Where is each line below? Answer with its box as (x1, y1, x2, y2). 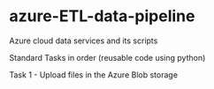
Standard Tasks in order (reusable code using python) (9, 52, 206, 63)
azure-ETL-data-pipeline (9, 6, 195, 26)
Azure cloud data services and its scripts (9, 35, 158, 46)
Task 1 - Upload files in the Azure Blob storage (9, 69, 179, 80)
